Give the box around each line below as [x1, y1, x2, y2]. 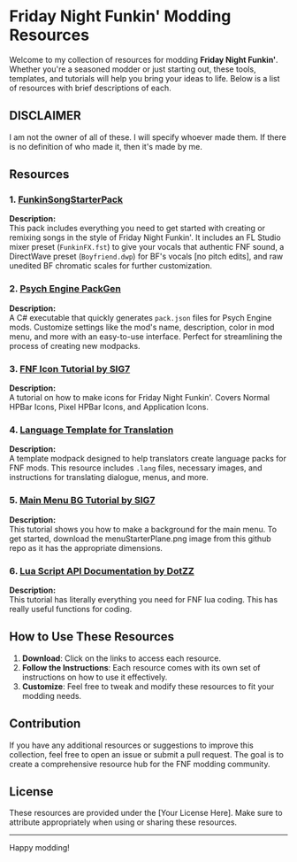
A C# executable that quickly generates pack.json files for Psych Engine [9, 312, 272, 322]
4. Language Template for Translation [9, 423, 174, 436]
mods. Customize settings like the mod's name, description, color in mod [9, 322, 275, 332]
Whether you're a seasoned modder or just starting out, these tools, [9, 64, 256, 74]
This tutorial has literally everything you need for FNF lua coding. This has [9, 594, 278, 604]
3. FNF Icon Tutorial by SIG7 [9, 362, 131, 375]
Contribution [9, 716, 81, 732]
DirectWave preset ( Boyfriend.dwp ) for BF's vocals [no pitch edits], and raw [9, 251, 284, 262]
